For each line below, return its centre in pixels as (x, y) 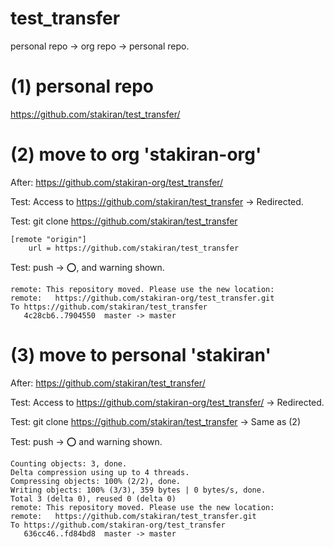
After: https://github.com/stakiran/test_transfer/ (108, 383)
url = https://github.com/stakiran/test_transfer (134, 248)
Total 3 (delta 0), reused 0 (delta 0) (93, 498)
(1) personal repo (82, 86)
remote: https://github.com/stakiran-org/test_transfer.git (142, 298)
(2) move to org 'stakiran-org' (136, 154)
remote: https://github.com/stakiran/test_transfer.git (133, 516)
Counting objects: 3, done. (69, 463)
